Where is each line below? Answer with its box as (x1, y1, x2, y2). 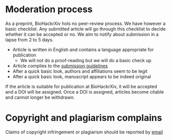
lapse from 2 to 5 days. (5, 37, 54, 43)
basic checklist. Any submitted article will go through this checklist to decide (5, 25, 166, 32)
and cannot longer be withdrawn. (5, 94, 75, 100)
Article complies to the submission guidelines (12, 63, 108, 69)
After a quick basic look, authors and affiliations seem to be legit (12, 68, 148, 74)
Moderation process (5, 4, 93, 15)
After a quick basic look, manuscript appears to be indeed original (12, 73, 151, 79)
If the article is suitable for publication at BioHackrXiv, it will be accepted (5, 83, 157, 90)
